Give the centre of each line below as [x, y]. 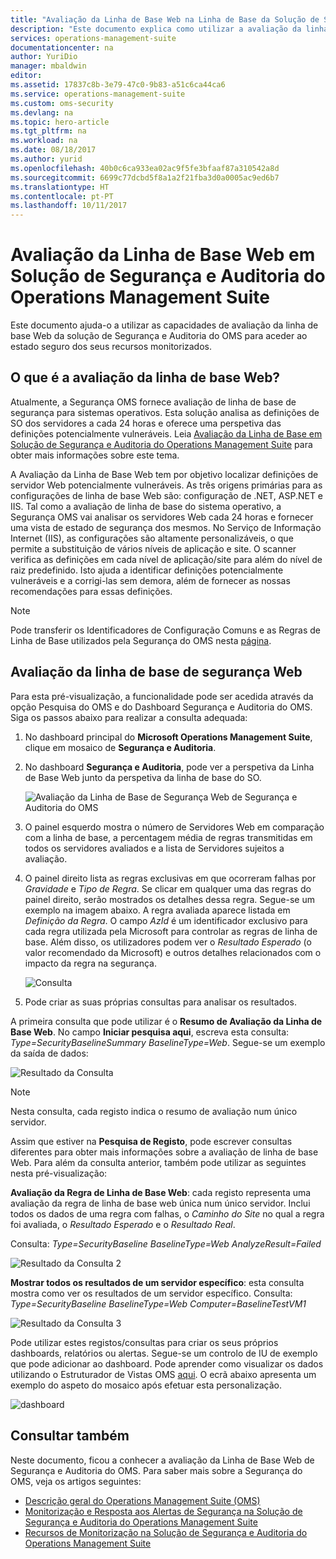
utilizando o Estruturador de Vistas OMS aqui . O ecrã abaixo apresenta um [163, 1374]
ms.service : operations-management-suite [98, 94]
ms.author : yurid [46, 159]
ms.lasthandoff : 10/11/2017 [69, 206]
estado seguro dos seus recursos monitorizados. [111, 347]
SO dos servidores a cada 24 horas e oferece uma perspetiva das [146, 423]
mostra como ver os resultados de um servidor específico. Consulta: [151, 1293]
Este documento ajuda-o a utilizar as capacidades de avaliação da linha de [164, 325]
